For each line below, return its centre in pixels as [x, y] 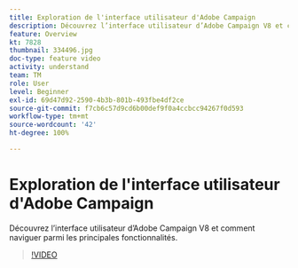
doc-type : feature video [55, 59]
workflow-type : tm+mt [49, 116]
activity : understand [49, 67]
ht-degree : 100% [39, 133]
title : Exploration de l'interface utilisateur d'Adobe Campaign [132, 17]
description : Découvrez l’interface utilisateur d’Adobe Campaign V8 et [146, 26]
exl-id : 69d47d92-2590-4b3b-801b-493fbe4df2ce [97, 100]
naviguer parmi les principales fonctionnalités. [94, 237]
